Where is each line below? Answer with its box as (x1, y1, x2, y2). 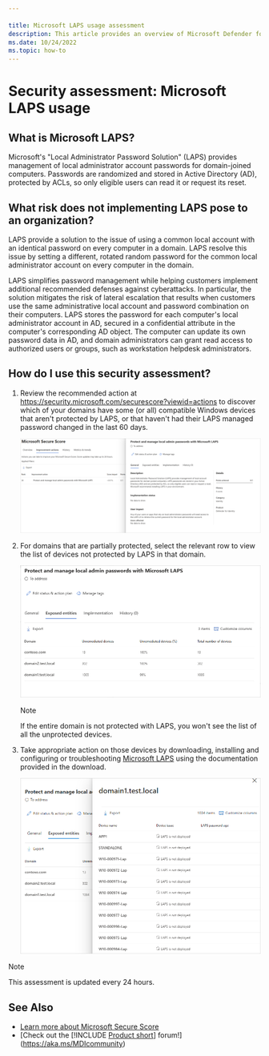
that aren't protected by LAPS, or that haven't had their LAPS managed (19, 413, 254, 424)
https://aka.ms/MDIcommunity (22, 1039, 123, 1049)
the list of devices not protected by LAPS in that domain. (19, 549, 207, 560)
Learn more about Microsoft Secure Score (19, 1022, 159, 1032)
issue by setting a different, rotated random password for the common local (8, 251, 258, 261)
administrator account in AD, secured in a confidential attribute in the (8, 318, 236, 327)
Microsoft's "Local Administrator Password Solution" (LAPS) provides (8, 152, 238, 162)
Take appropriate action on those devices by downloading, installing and (19, 745, 259, 754)
